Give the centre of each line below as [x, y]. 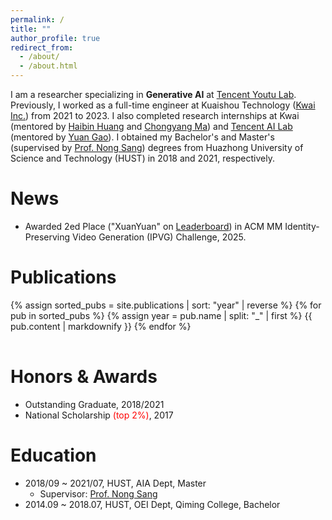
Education [53, 455]
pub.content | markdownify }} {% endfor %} [101, 326]
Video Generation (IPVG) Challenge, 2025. [159, 237]
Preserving [47, 237]
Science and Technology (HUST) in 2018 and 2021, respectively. [142, 158]
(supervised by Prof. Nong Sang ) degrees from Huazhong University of [157, 147]
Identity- [302, 226]
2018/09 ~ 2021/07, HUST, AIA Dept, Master [115, 483]
